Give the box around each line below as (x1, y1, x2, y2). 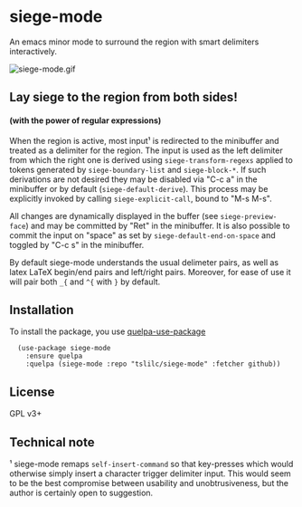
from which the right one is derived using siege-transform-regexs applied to (9, 154, 294, 165)
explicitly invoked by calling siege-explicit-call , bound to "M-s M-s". (9, 193, 273, 204)
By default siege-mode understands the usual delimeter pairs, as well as (9, 256, 278, 268)
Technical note (9, 435, 95, 450)
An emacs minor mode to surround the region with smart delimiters (9, 36, 260, 47)
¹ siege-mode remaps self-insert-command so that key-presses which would (9, 458, 294, 469)
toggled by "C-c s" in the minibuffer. (9, 239, 145, 250)
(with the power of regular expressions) (9, 115, 162, 126)
